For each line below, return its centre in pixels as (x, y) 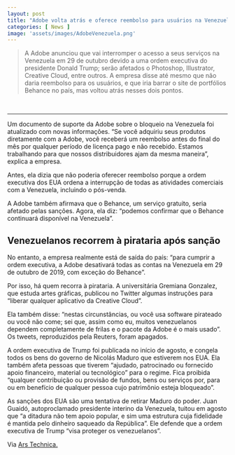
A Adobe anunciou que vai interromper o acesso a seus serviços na (122, 53)
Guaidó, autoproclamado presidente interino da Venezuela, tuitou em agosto (117, 409)
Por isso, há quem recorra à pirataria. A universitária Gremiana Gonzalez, (112, 286)
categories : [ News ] (39, 27)
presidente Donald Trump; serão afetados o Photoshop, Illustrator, (120, 68)
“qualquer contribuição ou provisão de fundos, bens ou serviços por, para (114, 380)
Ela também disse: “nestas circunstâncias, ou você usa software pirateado (115, 314)
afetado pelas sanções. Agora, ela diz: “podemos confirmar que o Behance (115, 211)
